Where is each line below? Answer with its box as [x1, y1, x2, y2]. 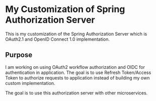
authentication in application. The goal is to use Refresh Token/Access [5, 69, 151, 75]
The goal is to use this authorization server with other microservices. [5, 89, 148, 96]
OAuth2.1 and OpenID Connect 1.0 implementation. [5, 36, 110, 42]
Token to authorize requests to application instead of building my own [5, 74, 150, 81]
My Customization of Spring [5, 4, 125, 15]
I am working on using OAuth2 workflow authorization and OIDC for [5, 64, 145, 70]
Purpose [5, 51, 33, 59]
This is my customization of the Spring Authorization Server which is [5, 31, 147, 37]
